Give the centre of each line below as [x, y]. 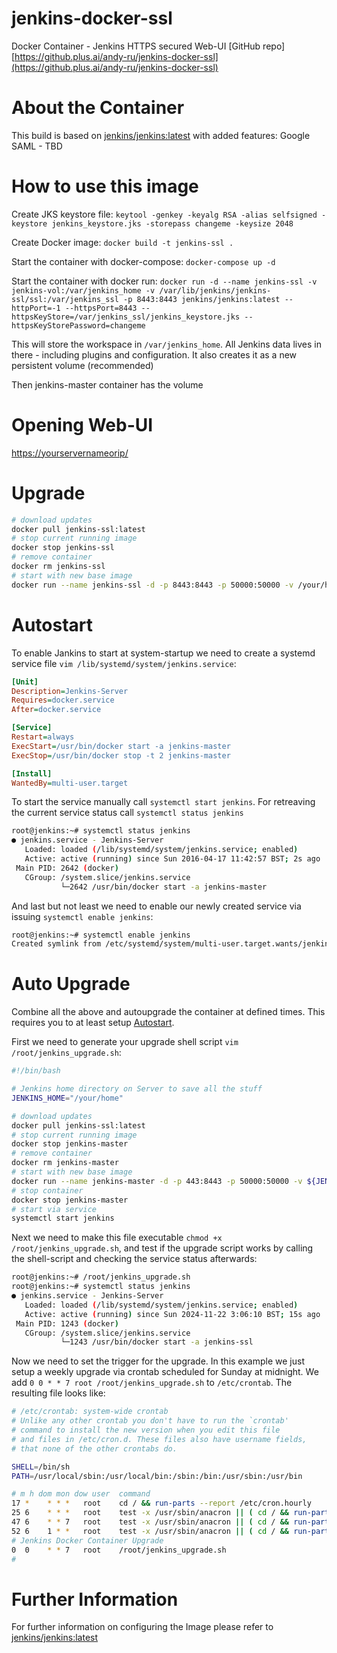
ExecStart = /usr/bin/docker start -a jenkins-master [121, 746]
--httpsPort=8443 [101, 308]
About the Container [98, 108]
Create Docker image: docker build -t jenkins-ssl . [122, 242]
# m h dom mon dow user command [81, 1494]
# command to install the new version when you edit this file [146, 1430]
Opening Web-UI [82, 425]
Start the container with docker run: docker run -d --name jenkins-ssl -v [164, 281]
